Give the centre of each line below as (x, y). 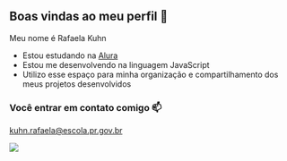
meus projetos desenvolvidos (77, 84)
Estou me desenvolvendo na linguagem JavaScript (116, 64)
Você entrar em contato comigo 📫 (86, 107)
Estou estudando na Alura (70, 55)
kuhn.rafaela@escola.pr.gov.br (66, 131)
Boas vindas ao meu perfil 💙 (89, 17)
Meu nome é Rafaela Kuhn (58, 38)
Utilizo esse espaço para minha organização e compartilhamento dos (150, 74)
